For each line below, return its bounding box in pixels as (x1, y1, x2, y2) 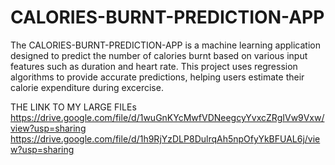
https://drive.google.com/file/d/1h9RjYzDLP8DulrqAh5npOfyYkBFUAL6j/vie (10, 132, 321, 145)
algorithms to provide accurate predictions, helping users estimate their (10, 71, 305, 83)
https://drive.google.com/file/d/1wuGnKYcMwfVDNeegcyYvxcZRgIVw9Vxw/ (10, 111, 325, 123)
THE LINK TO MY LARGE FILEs (10, 101, 137, 113)
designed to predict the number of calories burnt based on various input (10, 49, 308, 61)
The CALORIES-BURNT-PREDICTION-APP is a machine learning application (10, 39, 321, 51)
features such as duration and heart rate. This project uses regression (10, 60, 298, 72)
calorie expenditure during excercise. (10, 81, 164, 93)
